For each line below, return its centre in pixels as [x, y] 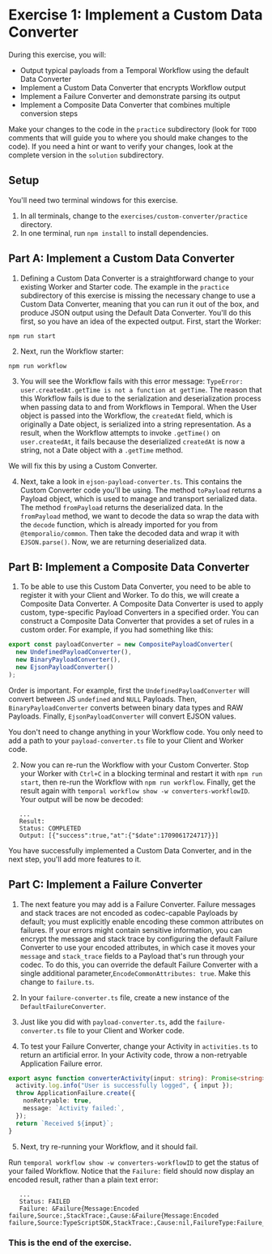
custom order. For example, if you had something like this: [117, 629]
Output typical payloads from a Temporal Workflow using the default [134, 70]
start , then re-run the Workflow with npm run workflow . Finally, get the [138, 782]
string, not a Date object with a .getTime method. [102, 450]
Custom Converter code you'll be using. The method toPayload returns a [141, 490]
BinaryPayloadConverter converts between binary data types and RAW [126, 707]
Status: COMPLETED [50, 828]
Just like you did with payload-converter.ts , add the [107, 1022]
